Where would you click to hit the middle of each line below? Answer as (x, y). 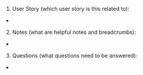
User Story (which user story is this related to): (71, 9)
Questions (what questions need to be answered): (75, 56)
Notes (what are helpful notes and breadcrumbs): (74, 32)
